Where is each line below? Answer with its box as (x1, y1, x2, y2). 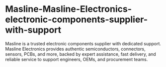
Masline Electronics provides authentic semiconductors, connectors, (5, 46, 146, 52)
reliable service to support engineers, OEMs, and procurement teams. (5, 56, 148, 62)
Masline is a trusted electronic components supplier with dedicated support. (5, 40, 162, 46)
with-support (5, 25, 62, 35)
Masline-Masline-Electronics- (5, 3, 132, 15)
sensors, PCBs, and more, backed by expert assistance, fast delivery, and (5, 51, 157, 57)
